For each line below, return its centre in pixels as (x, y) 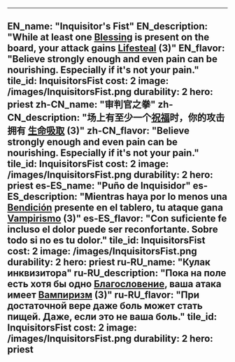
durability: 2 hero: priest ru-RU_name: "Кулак (109, 262)
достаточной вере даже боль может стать (105, 306)
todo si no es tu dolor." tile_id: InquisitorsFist (106, 241)
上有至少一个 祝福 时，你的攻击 (161, 118)
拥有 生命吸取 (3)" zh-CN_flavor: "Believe (99, 131)
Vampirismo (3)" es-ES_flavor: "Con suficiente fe (117, 218)
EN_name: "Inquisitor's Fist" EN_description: (108, 26)
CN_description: (44, 118)
